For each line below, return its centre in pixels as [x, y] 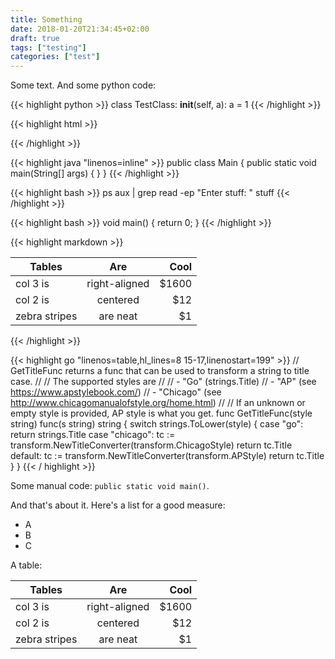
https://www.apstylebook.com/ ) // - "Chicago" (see [116, 392]
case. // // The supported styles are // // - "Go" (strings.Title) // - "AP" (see [163, 382]
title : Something [46, 19]
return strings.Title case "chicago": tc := [93, 435]
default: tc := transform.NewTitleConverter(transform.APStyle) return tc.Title [167, 456]
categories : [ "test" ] [55, 57]
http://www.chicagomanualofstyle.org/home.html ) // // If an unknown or [158, 403]
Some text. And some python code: [83, 85]
